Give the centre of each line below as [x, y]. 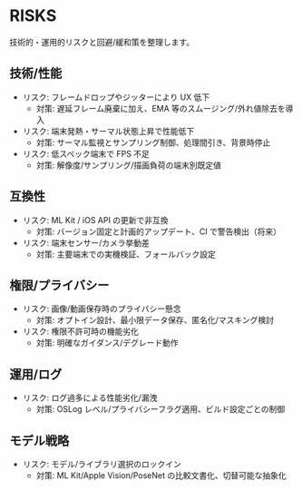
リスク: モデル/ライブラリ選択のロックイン [102, 464]
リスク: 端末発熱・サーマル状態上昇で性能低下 [108, 131]
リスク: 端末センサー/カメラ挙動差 [86, 242]
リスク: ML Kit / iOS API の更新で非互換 [96, 220]
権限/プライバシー [59, 285]
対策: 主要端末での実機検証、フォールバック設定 [126, 254]
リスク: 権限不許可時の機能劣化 [80, 331]
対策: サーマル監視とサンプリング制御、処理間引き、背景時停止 [153, 142]
